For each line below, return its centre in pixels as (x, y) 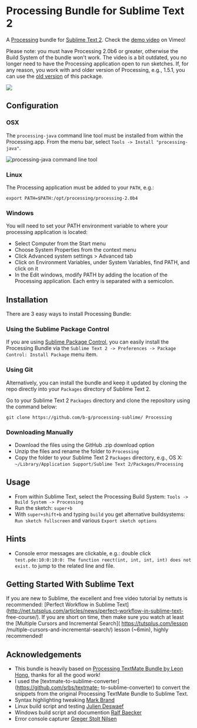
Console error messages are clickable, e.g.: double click (83, 553)
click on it (26, 269)
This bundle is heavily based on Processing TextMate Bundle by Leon (99, 669)
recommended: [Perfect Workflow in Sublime (61, 605)
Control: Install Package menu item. (52, 354)
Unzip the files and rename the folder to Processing (77, 451)
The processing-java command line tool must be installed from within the (95, 135)
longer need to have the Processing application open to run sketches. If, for (97, 64)
